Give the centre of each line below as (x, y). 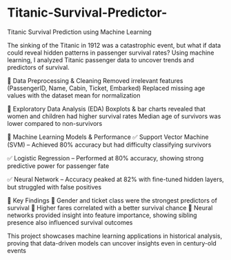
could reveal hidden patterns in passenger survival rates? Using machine (111, 53)
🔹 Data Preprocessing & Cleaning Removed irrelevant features (95, 80)
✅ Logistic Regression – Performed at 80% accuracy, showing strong (106, 158)
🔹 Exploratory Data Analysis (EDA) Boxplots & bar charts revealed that (106, 109)
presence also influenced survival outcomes (70, 222)
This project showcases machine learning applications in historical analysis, (115, 236)
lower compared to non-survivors (55, 123)
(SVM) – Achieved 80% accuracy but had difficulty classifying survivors (109, 145)
